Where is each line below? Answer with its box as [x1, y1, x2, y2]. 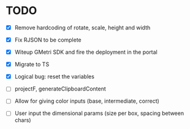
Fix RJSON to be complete [14, 36, 82, 43]
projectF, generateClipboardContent [14, 85, 107, 92]
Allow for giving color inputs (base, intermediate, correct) [14, 97, 160, 105]
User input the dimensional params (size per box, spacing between [14, 109, 184, 117]
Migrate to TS [14, 61, 50, 68]
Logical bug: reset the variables [14, 73, 94, 80]
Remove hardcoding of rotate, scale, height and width [14, 24, 151, 31]
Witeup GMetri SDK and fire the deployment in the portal [14, 48, 158, 56]
